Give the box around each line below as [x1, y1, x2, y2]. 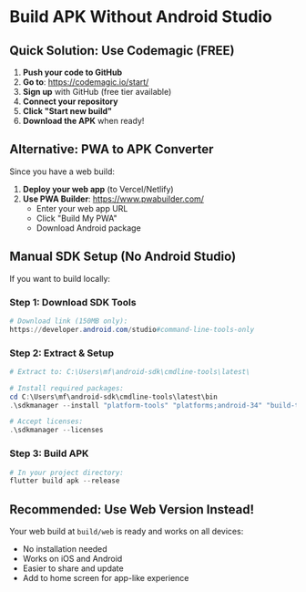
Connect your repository [22, 96, 118, 107]
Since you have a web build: [9, 166, 116, 177]
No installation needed [22, 544, 107, 555]
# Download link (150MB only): [9, 317, 128, 326]
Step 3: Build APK [9, 447, 89, 460]
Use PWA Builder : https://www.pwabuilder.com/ [22, 193, 205, 204]
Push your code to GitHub [22, 67, 123, 78]
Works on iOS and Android [22, 554, 123, 565]
